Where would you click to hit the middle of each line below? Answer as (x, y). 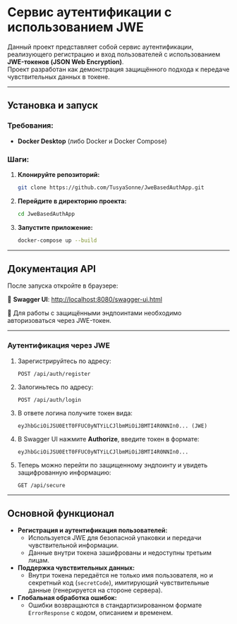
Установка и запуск (53, 105)
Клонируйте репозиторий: (59, 174)
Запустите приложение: (55, 227)
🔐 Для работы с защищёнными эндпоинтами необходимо (95, 313)
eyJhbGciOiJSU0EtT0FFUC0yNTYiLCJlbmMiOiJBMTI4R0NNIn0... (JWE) (113, 426)
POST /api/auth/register (54, 374)
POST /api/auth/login (49, 400)
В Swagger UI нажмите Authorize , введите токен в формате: (108, 439)
